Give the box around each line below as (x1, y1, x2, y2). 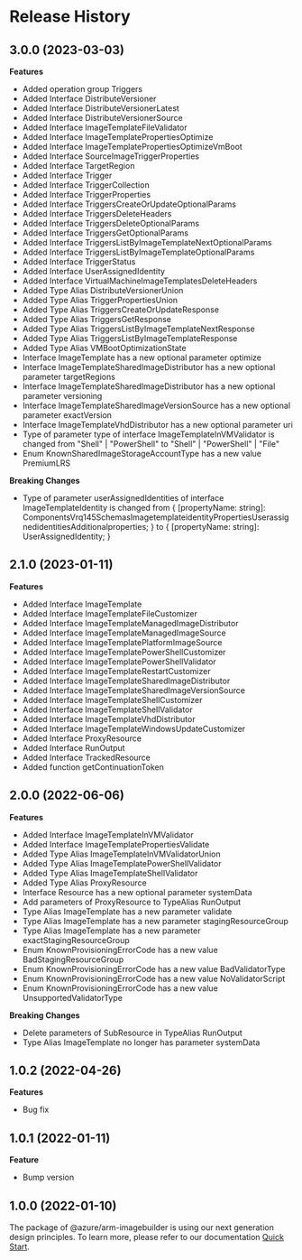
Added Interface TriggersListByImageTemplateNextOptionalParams (22, 237, 272, 247)
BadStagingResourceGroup (22, 954, 124, 965)
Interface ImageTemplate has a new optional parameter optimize (22, 352, 261, 363)
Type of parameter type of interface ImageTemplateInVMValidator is (22, 429, 275, 440)
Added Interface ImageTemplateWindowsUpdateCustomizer (22, 723, 246, 734)
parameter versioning (22, 391, 103, 401)
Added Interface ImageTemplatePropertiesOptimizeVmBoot (22, 142, 243, 152)
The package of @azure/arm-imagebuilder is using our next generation (9, 1222, 275, 1233)
